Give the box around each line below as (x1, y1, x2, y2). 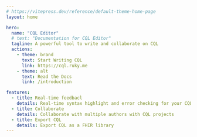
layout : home (6, 14, 38, 20)
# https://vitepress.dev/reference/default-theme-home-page (6, 8, 157, 15)
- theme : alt (16, 68, 49, 74)
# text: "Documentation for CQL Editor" (11, 36, 111, 42)
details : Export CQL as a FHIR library (16, 122, 114, 128)
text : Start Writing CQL (21, 57, 83, 63)
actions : (11, 46, 33, 53)
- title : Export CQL (11, 117, 62, 123)
